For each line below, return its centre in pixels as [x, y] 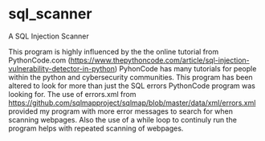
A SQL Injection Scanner [49, 36]
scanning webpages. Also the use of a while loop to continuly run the [122, 119]
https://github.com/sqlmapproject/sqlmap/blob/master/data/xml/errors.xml [132, 103]
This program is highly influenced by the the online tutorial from [114, 51]
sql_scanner [50, 14]
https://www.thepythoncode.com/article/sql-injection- [160, 60]
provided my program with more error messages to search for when [121, 111]
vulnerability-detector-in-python [61, 68]
